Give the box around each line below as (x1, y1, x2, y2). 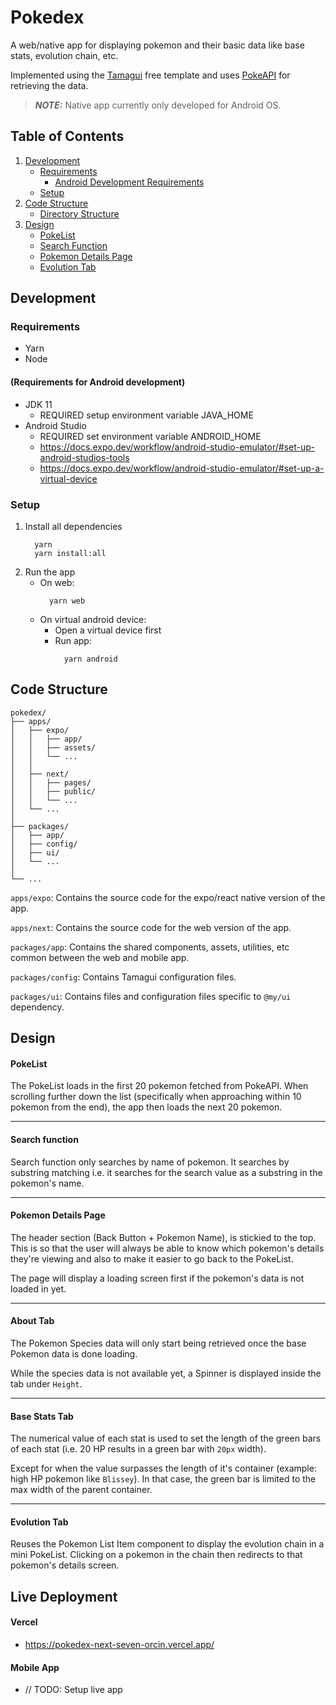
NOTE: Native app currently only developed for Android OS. (34, 99, 282, 111)
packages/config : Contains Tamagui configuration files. (10, 971, 237, 983)
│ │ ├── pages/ (10, 777, 92, 788)
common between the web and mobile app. (10, 951, 190, 963)
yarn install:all (34, 548, 107, 558)
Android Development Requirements (54, 176, 205, 188)
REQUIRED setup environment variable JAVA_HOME (39, 409, 254, 421)
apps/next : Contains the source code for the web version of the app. (10, 921, 292, 933)
